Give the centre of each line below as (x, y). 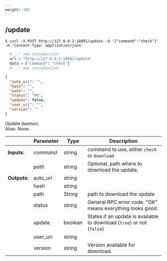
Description (123, 141)
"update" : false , (28, 100)
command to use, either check (122, 149)
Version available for (111, 245)
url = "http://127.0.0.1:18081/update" (51, 59)
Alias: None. (18, 129)
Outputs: (18, 178)
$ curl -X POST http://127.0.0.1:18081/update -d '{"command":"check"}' (82, 41)
